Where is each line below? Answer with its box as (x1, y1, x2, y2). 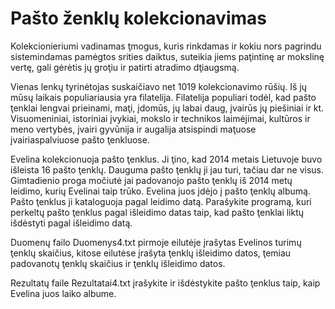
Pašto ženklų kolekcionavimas (10, 7, 267, 30)
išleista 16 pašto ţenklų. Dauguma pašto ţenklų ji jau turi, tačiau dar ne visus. (10, 163, 325, 176)
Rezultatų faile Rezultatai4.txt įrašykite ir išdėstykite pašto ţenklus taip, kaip (10, 277, 321, 289)
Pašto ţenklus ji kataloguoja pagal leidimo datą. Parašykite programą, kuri (10, 195, 312, 207)
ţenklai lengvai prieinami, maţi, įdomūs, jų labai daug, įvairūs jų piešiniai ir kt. (10, 102, 325, 114)
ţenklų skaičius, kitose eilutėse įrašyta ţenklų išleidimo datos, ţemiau (10, 247, 292, 259)
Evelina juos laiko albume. (10, 287, 117, 299)
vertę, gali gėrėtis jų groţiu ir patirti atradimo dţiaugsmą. (10, 61, 240, 73)
